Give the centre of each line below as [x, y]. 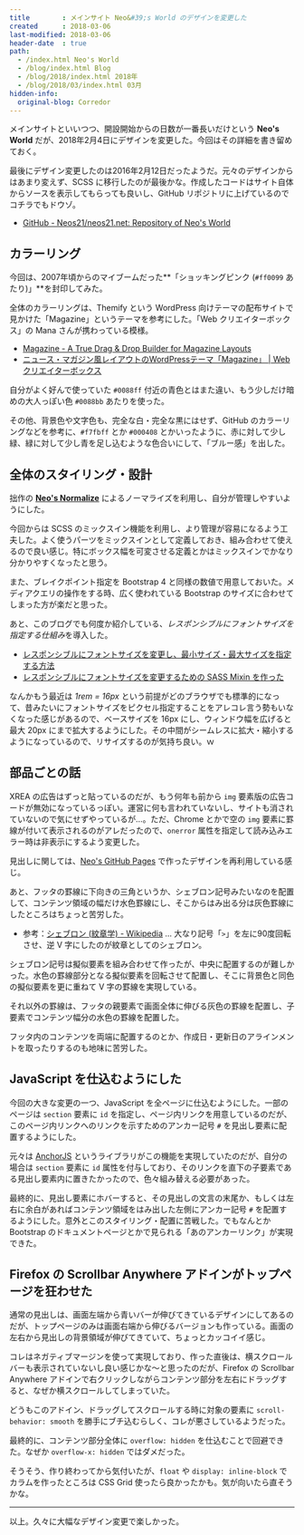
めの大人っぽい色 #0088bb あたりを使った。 [89, 401]
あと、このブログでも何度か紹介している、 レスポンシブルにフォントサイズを [152, 623]
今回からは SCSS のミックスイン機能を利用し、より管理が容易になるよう [145, 528]
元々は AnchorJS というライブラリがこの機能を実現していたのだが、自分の [148, 1155]
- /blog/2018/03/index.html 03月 [80, 85]
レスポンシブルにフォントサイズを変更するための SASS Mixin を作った [153, 677]
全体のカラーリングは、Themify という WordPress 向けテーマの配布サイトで [152, 308]
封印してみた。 [80, 289]
